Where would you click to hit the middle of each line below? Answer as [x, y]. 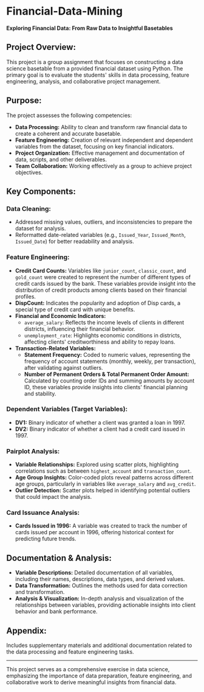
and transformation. [40, 592]
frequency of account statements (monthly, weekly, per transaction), [110, 361]
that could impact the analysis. [53, 497]
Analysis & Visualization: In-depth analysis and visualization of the [99, 599]
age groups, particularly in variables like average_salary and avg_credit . [105, 484]
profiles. [25, 296]
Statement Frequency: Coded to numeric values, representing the [107, 355]
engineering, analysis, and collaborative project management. [83, 81]
